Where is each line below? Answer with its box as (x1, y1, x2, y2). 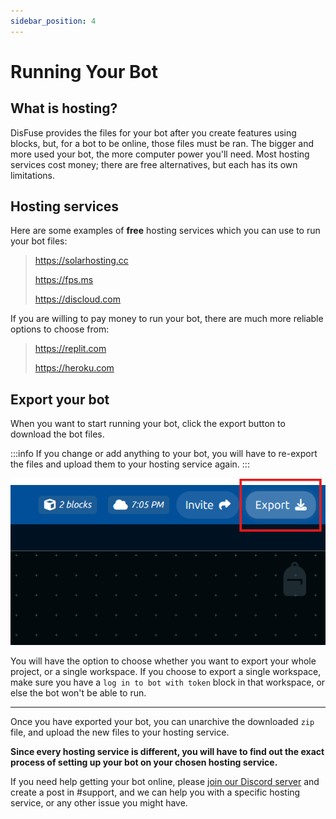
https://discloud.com (34, 293, 121, 305)
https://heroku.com (34, 362, 115, 374)
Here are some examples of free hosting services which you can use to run (10, 225, 321, 237)
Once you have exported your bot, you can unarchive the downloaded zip (10, 716, 315, 728)
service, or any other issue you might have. (10, 797, 188, 809)
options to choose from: (10, 323, 110, 335)
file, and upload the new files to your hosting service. (10, 726, 230, 739)
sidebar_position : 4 (10, 16, 97, 26)
